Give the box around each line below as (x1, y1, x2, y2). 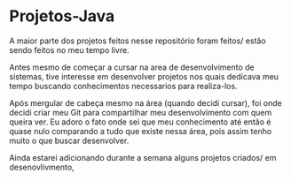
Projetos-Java (9, 6, 115, 26)
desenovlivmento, (9, 162, 75, 172)
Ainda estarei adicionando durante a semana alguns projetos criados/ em (9, 152, 277, 162)
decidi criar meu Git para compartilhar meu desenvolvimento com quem (9, 107, 272, 117)
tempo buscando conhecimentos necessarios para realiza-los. (9, 80, 238, 91)
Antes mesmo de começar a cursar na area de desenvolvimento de (9, 62, 255, 72)
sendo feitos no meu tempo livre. (9, 44, 130, 55)
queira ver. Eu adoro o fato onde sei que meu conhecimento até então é (9, 117, 271, 127)
